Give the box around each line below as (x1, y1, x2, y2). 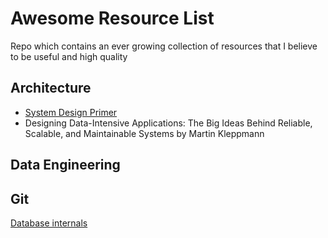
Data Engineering (10, 157, 121, 174)
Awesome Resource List (10, 7, 215, 30)
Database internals (10, 217, 88, 229)
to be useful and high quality (10, 50, 128, 62)
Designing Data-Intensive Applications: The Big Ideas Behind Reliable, (24, 117, 313, 129)
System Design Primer (24, 106, 118, 118)
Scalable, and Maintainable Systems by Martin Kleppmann (24, 127, 265, 139)
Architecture (10, 80, 92, 97)
